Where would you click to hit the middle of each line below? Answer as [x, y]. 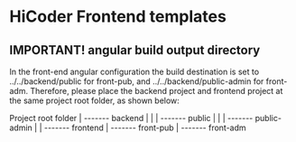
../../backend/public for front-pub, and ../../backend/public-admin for [137, 81]
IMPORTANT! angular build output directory [135, 50]
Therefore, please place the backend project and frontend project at [157, 91]
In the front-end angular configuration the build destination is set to [134, 71]
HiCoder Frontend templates [118, 17]
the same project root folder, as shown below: [95, 100]
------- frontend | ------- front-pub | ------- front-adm [145, 128]
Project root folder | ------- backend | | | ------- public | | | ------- [131, 118]
